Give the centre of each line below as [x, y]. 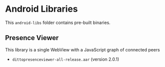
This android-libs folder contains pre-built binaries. [58, 22]
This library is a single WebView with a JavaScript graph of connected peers [82, 49]
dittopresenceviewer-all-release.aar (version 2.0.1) [66, 59]
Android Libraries [41, 9]
